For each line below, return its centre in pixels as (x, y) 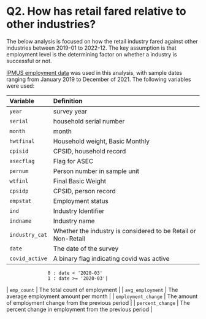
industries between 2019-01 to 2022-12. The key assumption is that (91, 48)
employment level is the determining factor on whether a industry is (92, 54)
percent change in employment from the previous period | (79, 309)
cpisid (19, 151)
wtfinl (19, 181)
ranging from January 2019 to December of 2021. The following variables (99, 79)
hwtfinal (22, 141)
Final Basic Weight (80, 181)
